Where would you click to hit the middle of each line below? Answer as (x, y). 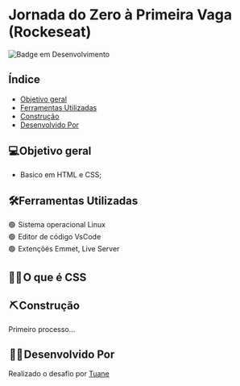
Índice (24, 79)
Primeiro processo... (42, 329)
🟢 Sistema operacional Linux (57, 225)
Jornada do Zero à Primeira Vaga (120, 15)
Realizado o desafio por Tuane (59, 374)
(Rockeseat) (50, 32)
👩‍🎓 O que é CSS (48, 277)
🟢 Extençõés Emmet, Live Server (64, 249)
